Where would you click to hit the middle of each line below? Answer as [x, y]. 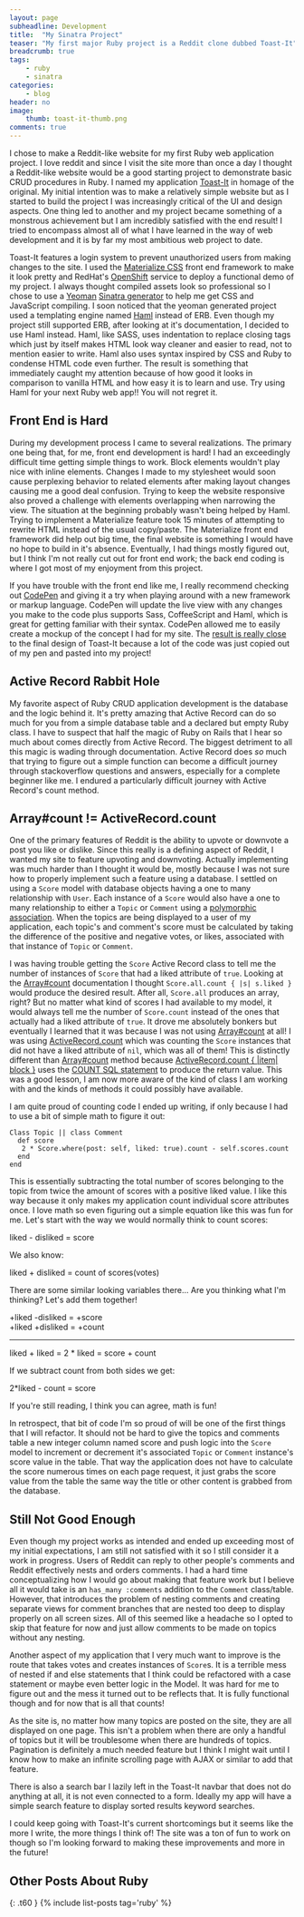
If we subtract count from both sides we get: [92, 1371]
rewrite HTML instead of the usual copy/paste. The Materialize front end [144, 529]
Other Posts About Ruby [79, 1881]
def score [36, 1141]
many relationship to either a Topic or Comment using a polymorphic [133, 908]
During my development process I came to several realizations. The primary [151, 443]
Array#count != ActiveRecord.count [113, 818]
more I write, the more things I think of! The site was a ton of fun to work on [150, 1834]
